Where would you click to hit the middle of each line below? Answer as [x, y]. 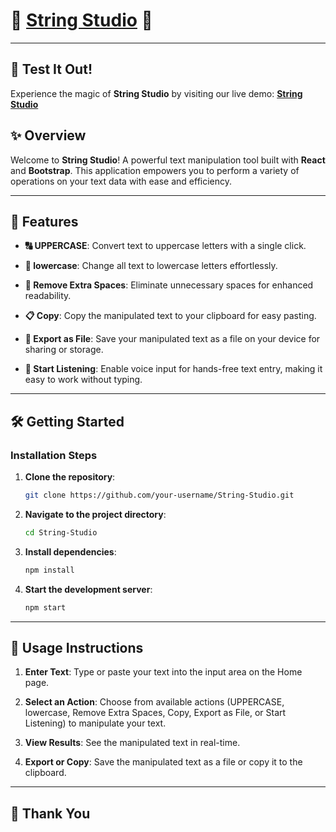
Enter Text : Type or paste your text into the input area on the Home [163, 672]
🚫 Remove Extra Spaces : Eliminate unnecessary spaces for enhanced [169, 285]
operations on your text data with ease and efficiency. [121, 181]
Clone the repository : [70, 477]
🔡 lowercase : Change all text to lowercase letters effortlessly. [151, 266]
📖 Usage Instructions [77, 647]
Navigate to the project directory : [95, 514]
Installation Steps [54, 455]
